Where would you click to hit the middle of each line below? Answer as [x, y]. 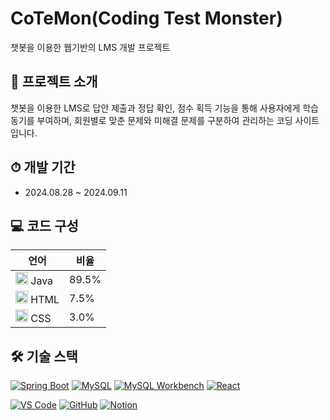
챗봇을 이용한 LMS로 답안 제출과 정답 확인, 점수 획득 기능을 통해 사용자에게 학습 [164, 108]
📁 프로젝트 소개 [54, 82]
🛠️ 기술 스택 [44, 356]
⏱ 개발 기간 [43, 167]
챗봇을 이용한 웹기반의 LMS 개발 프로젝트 [90, 47]
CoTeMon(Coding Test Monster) [146, 18]
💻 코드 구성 [44, 225]
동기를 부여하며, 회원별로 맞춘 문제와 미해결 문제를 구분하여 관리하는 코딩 [151, 120]
